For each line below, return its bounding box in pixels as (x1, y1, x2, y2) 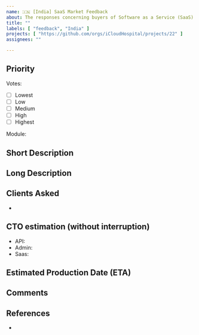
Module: (6, 130, 27, 138)
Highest (14, 118, 35, 126)
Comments (6, 288, 48, 298)
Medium (14, 105, 36, 112)
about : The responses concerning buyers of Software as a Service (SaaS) (6, 14, 194, 20)
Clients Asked (6, 188, 60, 199)
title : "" (6, 20, 31, 26)
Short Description (6, 148, 74, 158)
